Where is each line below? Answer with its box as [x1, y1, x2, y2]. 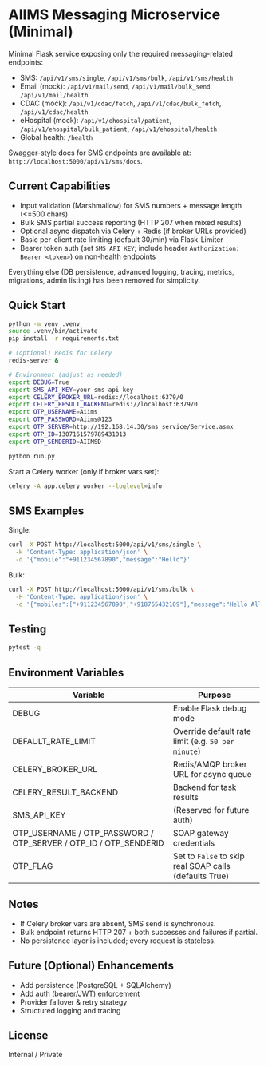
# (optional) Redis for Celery [8, 349, 112, 357]
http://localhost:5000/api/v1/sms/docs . [8, 156, 143, 165]
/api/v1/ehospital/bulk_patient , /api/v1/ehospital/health [19, 124, 218, 133]
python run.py [8, 452, 56, 460]
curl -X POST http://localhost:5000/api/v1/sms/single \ [8, 541, 202, 549]
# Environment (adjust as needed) [8, 371, 124, 378]
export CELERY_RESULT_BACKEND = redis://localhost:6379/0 [8, 401, 198, 409]
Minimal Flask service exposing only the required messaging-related [8, 49, 234, 58]
